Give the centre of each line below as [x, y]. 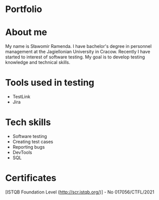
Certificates [31, 178]
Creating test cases [33, 142]
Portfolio [24, 9]
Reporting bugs [29, 147]
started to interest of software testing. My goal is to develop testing [75, 57]
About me [26, 32]
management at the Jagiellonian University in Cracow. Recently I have [78, 52]
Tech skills [28, 122]
